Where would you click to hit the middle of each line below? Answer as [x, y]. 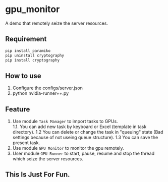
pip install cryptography [32, 60]
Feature [18, 109]
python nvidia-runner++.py [41, 93]
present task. [26, 143]
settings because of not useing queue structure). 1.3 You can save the [85, 137]
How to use [23, 76]
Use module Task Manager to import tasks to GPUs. [65, 121]
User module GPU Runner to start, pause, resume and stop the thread [83, 153]
